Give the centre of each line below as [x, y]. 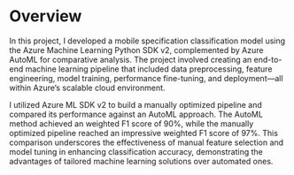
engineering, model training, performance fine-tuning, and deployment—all [146, 78]
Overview [46, 16]
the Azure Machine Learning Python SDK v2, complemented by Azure [136, 49]
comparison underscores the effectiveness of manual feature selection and [147, 142]
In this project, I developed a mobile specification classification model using [147, 41]
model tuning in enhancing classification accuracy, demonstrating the [136, 151]
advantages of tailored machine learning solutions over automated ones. [141, 161]
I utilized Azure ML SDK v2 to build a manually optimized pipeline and [136, 104]
